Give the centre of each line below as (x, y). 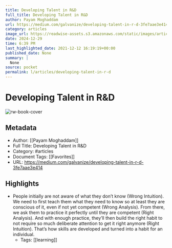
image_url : (17, 34)
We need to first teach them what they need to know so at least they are (89, 201)
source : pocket (21, 67)
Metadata (21, 128)
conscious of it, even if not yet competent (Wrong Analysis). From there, (89, 207)
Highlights (22, 184)
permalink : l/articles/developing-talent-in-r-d (58, 72)
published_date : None (28, 53)
